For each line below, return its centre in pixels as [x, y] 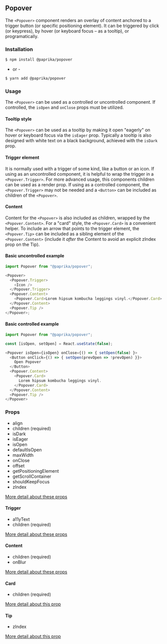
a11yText [21, 519]
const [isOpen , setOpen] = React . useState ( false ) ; [59, 344]
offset [18, 466]
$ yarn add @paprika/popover [35, 78]
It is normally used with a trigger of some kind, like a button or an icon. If [80, 169]
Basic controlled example [32, 324]
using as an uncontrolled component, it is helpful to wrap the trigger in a [79, 174]
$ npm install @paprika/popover [39, 60]
